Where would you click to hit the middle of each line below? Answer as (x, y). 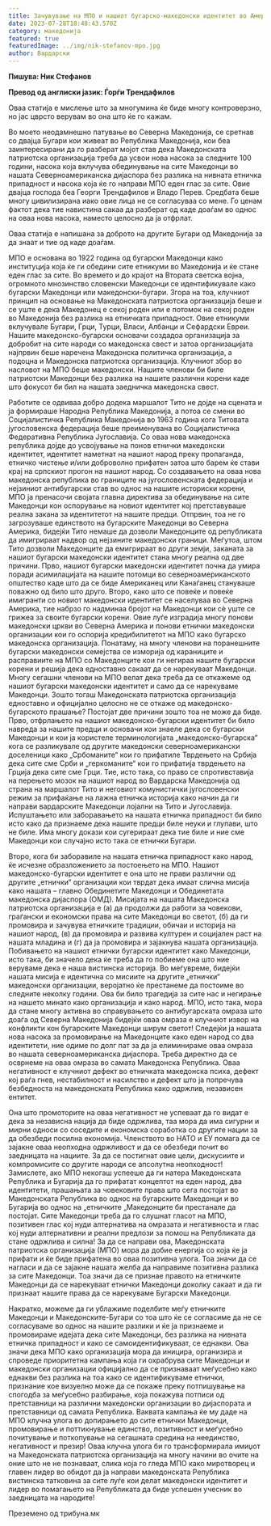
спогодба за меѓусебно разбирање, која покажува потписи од (117, 1395)
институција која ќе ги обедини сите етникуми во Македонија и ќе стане (134, 266)
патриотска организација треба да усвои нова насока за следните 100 (130, 158)
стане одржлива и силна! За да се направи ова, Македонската (117, 1241)
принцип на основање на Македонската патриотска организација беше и (135, 301)
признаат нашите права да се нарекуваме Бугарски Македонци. (120, 1293)
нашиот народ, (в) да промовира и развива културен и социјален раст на (135, 934)
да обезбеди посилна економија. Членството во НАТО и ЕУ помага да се (134, 1138)
